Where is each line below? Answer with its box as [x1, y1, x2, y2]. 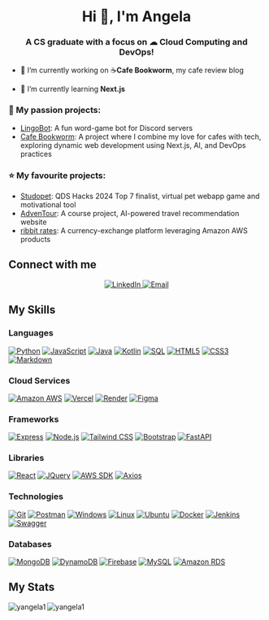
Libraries [8, 453, 45, 464]
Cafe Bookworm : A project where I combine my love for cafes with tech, [20, 132, 262, 141]
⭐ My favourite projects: [8, 170, 106, 181]
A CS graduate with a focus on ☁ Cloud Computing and [25, 37, 248, 48]
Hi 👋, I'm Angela [81, 7, 192, 26]
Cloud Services [8, 375, 71, 386]
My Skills [8, 303, 56, 317]
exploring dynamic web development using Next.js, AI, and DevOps [20, 140, 246, 150]
